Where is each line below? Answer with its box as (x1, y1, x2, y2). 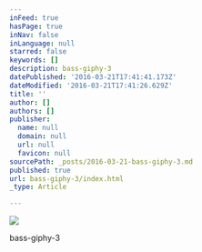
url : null (17, 140, 55, 149)
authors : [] (9, 106, 55, 116)
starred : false (9, 47, 67, 56)
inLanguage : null (9, 38, 76, 48)
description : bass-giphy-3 (9, 65, 112, 74)
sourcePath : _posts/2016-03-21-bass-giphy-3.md (9, 156, 194, 166)
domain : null (17, 132, 67, 141)
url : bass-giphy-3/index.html (9, 174, 125, 183)
